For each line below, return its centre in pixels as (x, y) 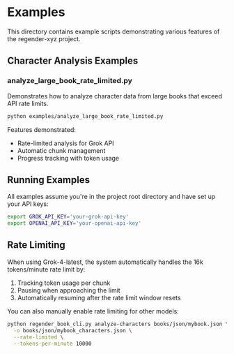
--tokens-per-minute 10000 (53, 344)
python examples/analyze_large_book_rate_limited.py (85, 116)
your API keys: (28, 204)
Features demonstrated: (42, 129)
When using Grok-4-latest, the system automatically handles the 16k (105, 262)
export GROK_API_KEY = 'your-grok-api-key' (68, 217)
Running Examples (49, 180)
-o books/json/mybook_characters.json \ (73, 330)
